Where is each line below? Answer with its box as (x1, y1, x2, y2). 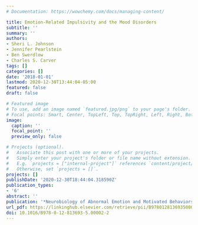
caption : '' (11, 123, 41, 129)
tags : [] (6, 63, 28, 69)
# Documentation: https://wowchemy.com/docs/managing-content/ (6, 8, 165, 15)
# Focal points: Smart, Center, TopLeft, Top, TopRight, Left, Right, (6, 112, 183, 117)
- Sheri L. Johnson (6, 41, 54, 47)
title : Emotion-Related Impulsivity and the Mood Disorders (6, 19, 157, 25)
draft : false (6, 90, 38, 96)
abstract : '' (6, 193, 38, 199)
